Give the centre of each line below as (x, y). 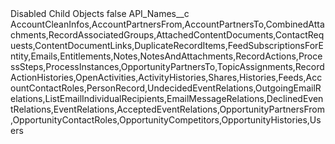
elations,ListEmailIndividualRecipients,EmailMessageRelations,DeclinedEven (167, 98)
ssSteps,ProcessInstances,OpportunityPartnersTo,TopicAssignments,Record (167, 66)
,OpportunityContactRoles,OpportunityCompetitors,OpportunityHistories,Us (166, 120)
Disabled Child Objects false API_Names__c (100, 13)
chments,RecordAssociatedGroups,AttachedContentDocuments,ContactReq (167, 35)
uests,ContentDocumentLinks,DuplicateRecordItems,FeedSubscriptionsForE (167, 45)
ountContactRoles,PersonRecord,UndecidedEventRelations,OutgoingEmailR (166, 88)
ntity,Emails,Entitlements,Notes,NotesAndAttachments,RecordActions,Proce (166, 56)
